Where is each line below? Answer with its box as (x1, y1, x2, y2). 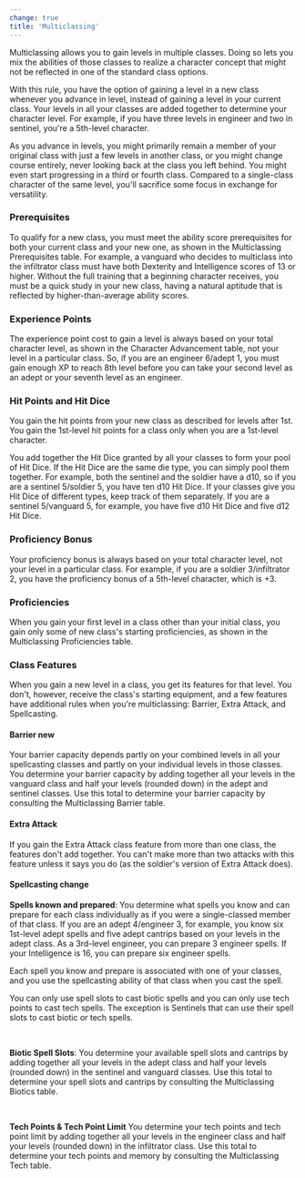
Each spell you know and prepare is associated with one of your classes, (9, 965, 282, 976)
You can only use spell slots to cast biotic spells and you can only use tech (9, 992, 290, 1003)
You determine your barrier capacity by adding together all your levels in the (9, 768, 296, 779)
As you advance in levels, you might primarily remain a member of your (9, 140, 277, 151)
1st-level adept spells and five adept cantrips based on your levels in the (9, 928, 280, 939)
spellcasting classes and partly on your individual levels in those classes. (9, 759, 283, 770)
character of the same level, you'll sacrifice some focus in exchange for (9, 178, 278, 189)
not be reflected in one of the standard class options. (9, 66, 208, 77)
